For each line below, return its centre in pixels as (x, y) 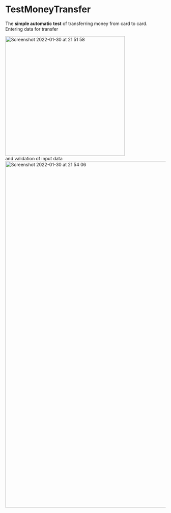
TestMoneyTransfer (48, 9)
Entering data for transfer (32, 29)
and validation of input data (34, 158)
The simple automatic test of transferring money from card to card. (76, 23)
